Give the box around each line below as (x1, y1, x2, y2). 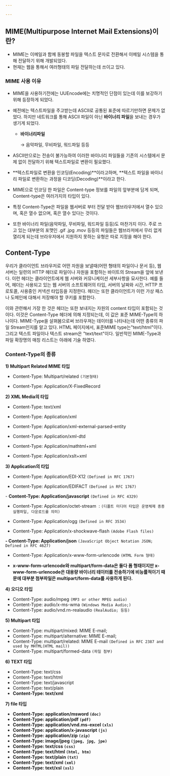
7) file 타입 (5, 700, 27, 707)
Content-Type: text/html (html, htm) (12, 749, 91, 755)
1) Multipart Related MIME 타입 (5, 363, 70, 369)
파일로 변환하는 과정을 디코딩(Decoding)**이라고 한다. (18, 175, 126, 182)
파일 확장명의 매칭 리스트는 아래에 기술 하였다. (5, 337, 96, 343)
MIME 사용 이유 (5, 78, 42, 85)
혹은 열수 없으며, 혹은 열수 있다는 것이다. (19, 210, 99, 216)
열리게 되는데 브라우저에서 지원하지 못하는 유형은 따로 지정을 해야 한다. (12, 233, 152, 239)
